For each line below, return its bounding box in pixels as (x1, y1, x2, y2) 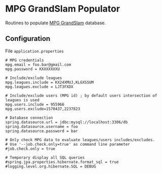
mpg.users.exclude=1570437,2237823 (5, 106, 80, 111)
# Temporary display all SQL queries (5, 155, 85, 160)
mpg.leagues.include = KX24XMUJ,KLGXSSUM (5, 79, 94, 85)
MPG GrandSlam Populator (5, 3, 120, 15)
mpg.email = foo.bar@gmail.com (5, 62, 71, 67)
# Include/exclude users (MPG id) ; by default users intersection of (5, 93, 157, 98)
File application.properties (5, 48, 64, 54)
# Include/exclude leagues (5, 75, 62, 80)
